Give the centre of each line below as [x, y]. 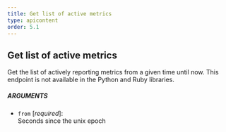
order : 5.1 [23, 27]
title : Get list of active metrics [60, 14]
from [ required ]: [40, 114]
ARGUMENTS [28, 95]
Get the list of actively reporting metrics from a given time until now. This [113, 72]
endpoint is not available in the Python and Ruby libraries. [91, 80]
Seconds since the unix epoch [61, 121]
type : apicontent [33, 20]
